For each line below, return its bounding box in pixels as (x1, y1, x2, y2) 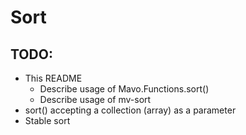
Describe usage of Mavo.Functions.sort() (39, 83, 210, 95)
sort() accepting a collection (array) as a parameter (24, 104, 237, 116)
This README (24, 72, 83, 84)
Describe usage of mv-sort (39, 94, 152, 105)
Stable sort (24, 115, 71, 126)
